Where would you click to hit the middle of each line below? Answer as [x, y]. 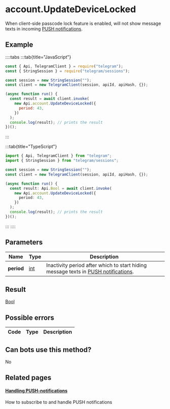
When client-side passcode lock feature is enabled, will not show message [83, 23]
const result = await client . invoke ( [50, 99]
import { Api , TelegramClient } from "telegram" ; [59, 156]
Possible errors [30, 317]
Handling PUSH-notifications [36, 390]
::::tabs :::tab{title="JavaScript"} [38, 57]
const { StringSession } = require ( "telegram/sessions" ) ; [68, 71]
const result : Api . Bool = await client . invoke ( [61, 188]
